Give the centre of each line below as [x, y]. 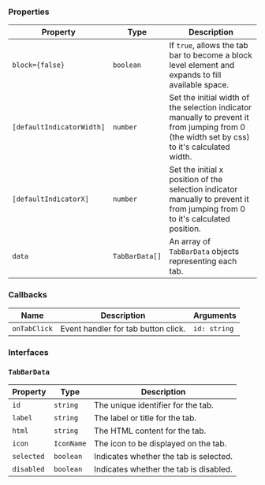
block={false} [39, 65]
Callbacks [28, 295]
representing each [203, 261]
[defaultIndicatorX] [50, 199]
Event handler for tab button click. [123, 328]
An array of [190, 241]
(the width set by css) [209, 137]
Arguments [215, 315]
